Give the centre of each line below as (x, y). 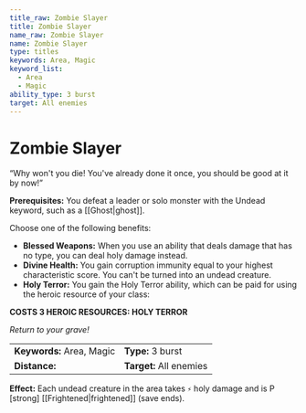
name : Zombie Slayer (49, 43)
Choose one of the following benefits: (80, 228)
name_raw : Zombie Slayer (57, 35)
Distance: (35, 366)
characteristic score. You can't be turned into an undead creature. (147, 275)
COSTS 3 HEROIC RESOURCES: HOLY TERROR (99, 312)
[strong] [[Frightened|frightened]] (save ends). (97, 398)
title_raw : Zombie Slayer (58, 18)
